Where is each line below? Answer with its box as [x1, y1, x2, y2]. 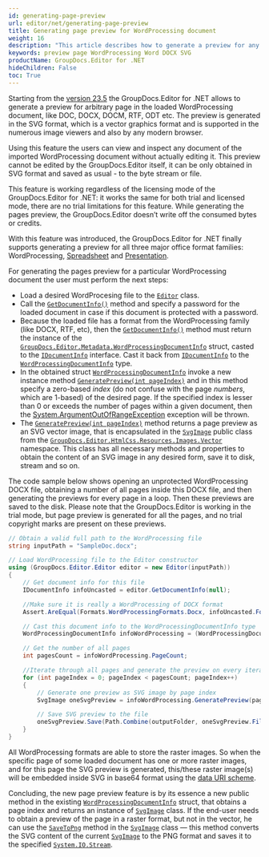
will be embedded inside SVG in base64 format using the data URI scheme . [8, 773, 256, 782]
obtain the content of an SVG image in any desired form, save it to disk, [19, 452, 255, 462]
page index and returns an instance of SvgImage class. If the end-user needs [8, 805, 259, 815]
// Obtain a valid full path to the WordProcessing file [8, 534, 203, 542]
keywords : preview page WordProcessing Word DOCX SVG [8, 49, 192, 57]
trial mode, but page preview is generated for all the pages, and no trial [8, 510, 243, 519]
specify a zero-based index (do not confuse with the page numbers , [19, 384, 246, 394]
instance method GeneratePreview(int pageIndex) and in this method [19, 375, 248, 385]
